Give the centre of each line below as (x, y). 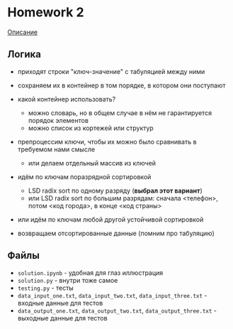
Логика (24, 54)
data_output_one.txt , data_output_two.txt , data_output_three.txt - (117, 311)
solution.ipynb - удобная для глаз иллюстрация (90, 273)
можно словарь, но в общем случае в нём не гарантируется (120, 113)
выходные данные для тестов (62, 318)
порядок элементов (58, 120)
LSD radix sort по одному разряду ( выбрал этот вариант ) (115, 190)
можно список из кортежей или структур (91, 128)
